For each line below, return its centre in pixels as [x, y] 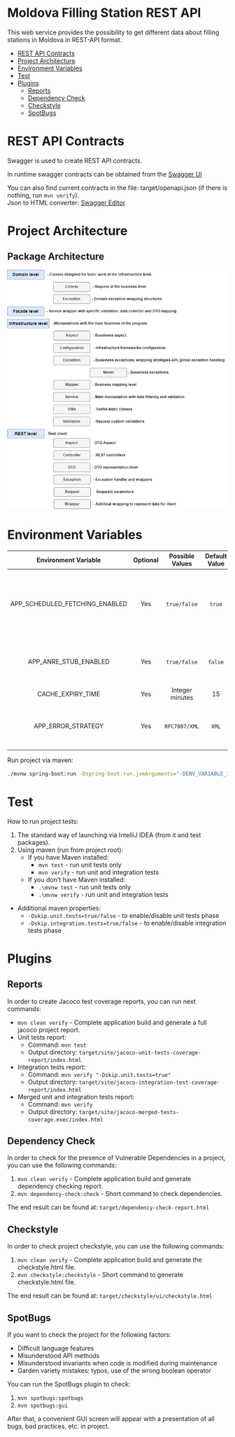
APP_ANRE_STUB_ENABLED [69, 662]
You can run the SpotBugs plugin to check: [69, 1384]
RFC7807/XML [181, 727]
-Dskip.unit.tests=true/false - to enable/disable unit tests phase [123, 915]
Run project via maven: [40, 760]
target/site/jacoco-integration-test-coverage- [149, 1082]
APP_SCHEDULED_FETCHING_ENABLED [69, 603]
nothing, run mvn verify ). [43, 195]
